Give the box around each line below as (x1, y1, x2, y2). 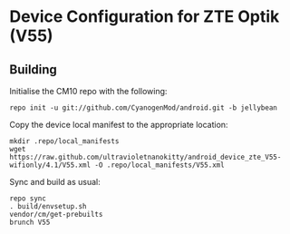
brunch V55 (9, 218, 51, 227)
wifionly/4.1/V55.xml (9, 161, 92, 170)
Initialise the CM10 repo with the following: (9, 86, 168, 96)
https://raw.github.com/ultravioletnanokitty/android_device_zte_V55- (9, 152, 282, 161)
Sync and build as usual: (9, 177, 101, 187)
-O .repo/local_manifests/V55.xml (94, 161, 225, 170)
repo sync (9, 194, 47, 203)
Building (9, 62, 57, 77)
